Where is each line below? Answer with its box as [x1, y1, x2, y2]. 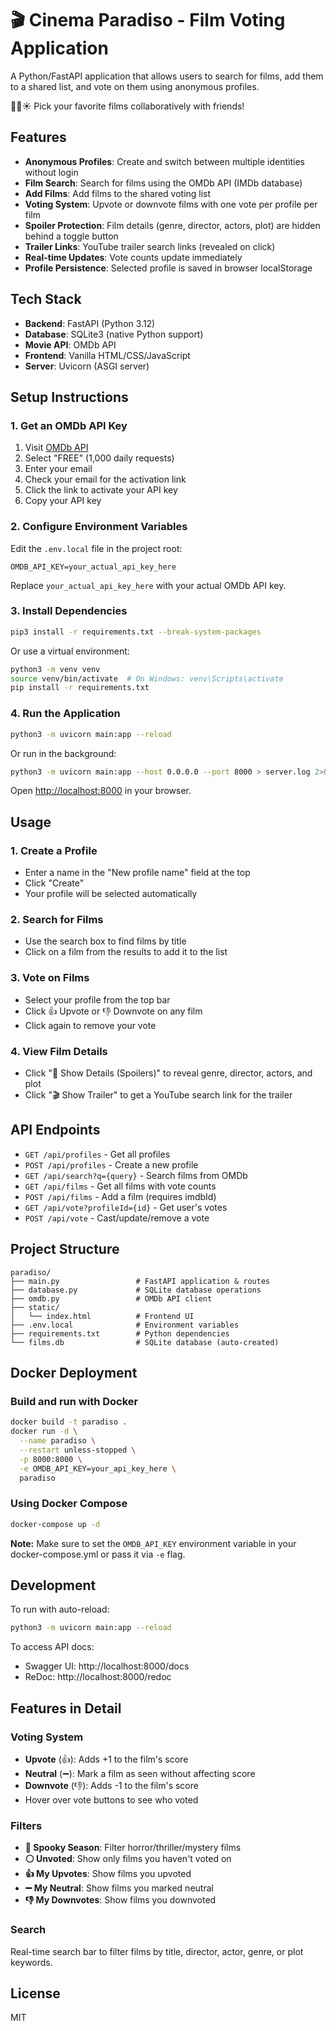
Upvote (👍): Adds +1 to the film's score [24, 1753, 189, 1765]
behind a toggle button [24, 230, 119, 242]
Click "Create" [24, 877, 85, 889]
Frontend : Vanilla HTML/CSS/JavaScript [24, 349, 191, 361]
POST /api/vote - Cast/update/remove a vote [24, 1212, 210, 1224]
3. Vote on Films [10, 971, 90, 985]
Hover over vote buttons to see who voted [24, 1793, 199, 1806]
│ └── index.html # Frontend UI [10, 1311, 195, 1321]
